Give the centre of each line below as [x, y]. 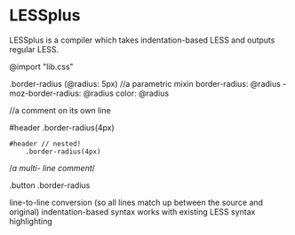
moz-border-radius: [45, 93]
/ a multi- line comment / [52, 168]
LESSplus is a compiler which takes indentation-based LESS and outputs [142, 40]
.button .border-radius [50, 185]
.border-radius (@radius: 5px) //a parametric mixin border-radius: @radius [145, 83]
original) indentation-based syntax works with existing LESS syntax [132, 211]
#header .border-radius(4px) [62, 127]
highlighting [31, 221]
